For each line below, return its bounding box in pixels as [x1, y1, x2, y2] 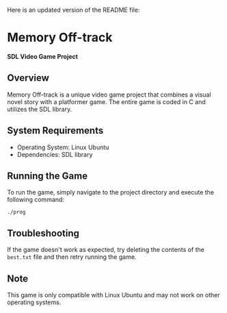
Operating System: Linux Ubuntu [16, 143, 109, 151]
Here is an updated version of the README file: [7, 6, 140, 14]
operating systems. [7, 298, 62, 306]
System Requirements [7, 125, 104, 136]
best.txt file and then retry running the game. [7, 253, 137, 261]
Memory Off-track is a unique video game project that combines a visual [7, 90, 211, 99]
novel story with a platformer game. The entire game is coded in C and [7, 97, 206, 105]
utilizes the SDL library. [7, 105, 72, 113]
